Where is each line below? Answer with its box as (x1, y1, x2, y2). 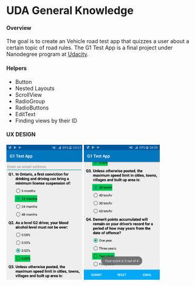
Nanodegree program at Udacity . (6, 51, 89, 58)
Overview (6, 24, 32, 31)
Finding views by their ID (15, 117, 78, 124)
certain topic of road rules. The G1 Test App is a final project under (6, 44, 173, 52)
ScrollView (15, 91, 43, 98)
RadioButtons (15, 104, 49, 111)
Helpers (6, 65, 27, 72)
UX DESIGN (6, 131, 36, 138)
